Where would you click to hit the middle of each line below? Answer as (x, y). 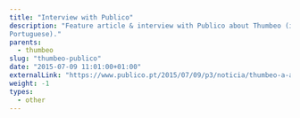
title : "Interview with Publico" (71, 17)
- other (32, 100)
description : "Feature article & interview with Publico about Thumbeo (145, 26)
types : (21, 91)
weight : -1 (29, 83)
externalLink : (36, 75)
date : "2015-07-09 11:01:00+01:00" (75, 67)
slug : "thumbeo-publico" (55, 59)
